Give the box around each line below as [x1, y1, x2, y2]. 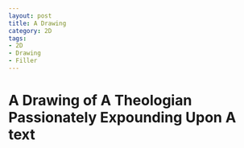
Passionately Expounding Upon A [8, 109, 237, 127]
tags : [8, 34, 27, 43]
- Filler [8, 57, 38, 65]
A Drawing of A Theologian [8, 92, 192, 109]
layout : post [8, 11, 52, 20]
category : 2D [8, 27, 52, 35]
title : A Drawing [8, 19, 67, 27]
